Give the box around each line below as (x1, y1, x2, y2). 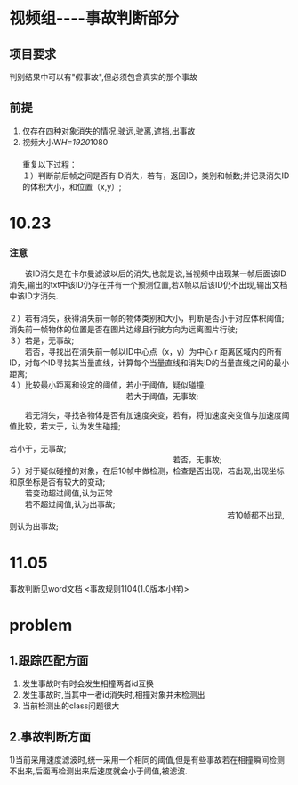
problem (9, 616, 73, 635)
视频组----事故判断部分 (9, 8, 180, 29)
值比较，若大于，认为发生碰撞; (9, 421, 122, 432)
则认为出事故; (9, 521, 60, 532)
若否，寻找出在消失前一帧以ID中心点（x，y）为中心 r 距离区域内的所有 (24, 347, 283, 357)
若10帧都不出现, (226, 510, 285, 521)
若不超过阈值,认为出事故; (24, 499, 116, 510)
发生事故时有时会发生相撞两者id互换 (21, 678, 154, 689)
